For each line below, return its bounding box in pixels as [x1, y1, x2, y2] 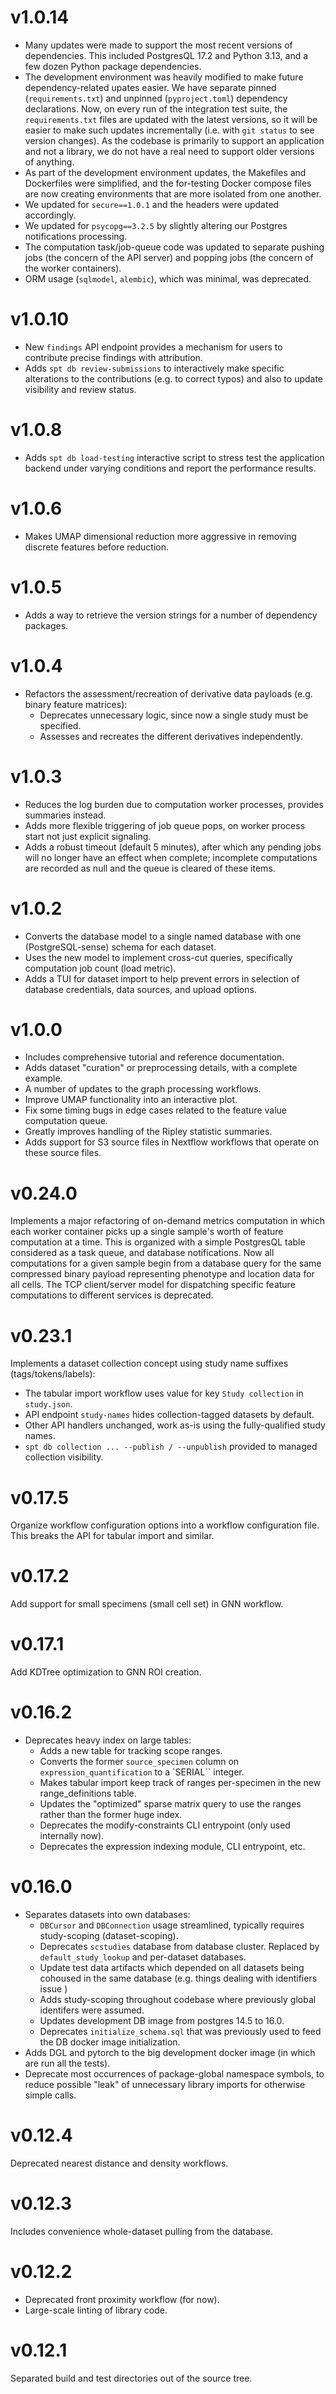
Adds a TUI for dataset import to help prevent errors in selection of [24, 972, 300, 985]
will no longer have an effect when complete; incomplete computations [24, 851, 318, 863]
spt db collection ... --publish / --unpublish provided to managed [24, 1441, 318, 1453]
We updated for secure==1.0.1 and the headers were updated [24, 198, 280, 210]
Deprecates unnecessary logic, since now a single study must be [39, 709, 309, 721]
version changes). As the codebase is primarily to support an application [24, 134, 325, 146]
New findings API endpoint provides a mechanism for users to [24, 341, 283, 353]
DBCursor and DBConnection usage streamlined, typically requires [39, 1919, 305, 1931]
